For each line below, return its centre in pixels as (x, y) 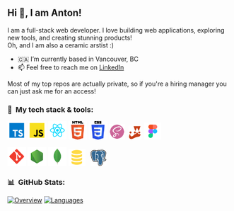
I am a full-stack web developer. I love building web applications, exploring (116, 30)
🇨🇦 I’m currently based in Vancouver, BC (78, 59)
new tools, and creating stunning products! (70, 38)
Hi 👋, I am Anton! (45, 13)
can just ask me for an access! (52, 91)
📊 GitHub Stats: (36, 183)
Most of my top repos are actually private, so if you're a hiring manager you (117, 84)
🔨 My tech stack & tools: (51, 109)
